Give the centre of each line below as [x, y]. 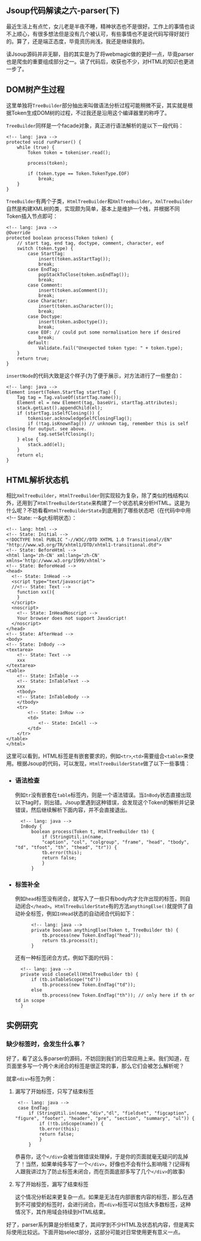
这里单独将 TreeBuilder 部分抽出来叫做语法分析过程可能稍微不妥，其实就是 [97, 105]
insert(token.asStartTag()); [74, 259]
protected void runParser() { [44, 142]
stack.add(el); [47, 444]
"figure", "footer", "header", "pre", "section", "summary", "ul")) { [105, 1118]
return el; [31, 455]
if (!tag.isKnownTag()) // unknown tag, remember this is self [108, 423]
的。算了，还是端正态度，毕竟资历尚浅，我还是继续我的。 [77, 41]
